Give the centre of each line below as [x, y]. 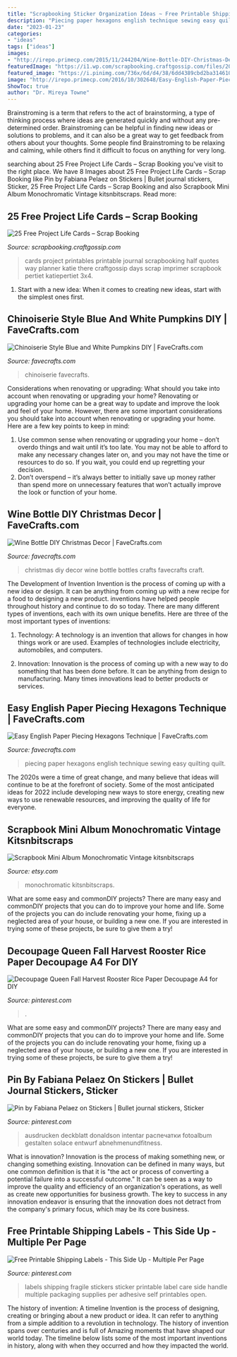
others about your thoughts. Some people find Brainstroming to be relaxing [116, 143]
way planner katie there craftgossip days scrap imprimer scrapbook [123, 268]
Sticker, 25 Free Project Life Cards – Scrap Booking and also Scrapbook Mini [118, 187]
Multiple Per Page [47, 1242]
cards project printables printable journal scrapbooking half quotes [122, 260]
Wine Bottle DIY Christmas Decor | [85, 514]
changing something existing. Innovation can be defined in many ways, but [116, 1164]
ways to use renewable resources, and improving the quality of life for [109, 800]
